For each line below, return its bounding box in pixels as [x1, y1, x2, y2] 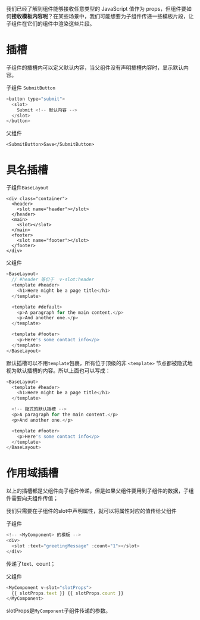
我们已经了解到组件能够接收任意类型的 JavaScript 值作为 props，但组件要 [6, 5, 187, 12]
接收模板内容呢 [11, 13, 48, 20]
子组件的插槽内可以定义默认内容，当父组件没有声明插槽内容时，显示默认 [6, 64, 183, 71]
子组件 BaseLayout [6, 184, 49, 191]
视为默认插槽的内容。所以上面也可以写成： [6, 367, 111, 374]
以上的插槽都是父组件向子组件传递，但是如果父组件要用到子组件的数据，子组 [6, 487, 194, 494]
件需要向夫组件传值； [6, 495, 58, 502]
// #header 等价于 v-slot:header [11, 276, 95, 283]
